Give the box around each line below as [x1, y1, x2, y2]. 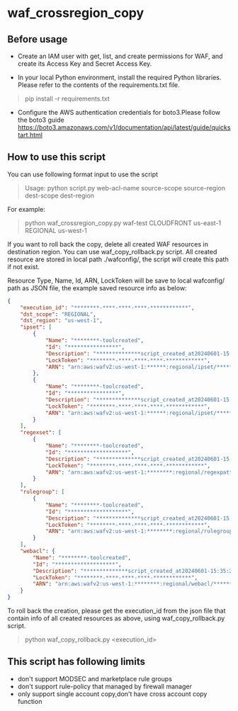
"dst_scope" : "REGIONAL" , [20, 310, 97, 318]
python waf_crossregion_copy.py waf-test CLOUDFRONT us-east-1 [24, 218, 222, 227]
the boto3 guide [17, 115, 65, 124]
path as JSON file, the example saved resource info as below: [7, 283, 187, 292]
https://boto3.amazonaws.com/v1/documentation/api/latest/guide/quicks [17, 123, 231, 132]
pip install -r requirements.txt [24, 94, 110, 103]
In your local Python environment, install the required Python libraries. [17, 73, 222, 81]
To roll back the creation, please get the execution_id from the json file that [7, 607, 226, 615]
